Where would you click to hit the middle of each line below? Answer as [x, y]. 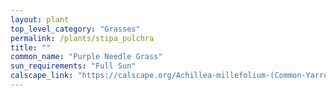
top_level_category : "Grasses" [75, 29]
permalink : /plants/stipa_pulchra [82, 38]
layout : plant [40, 19]
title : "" [31, 47]
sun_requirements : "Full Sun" [73, 66]
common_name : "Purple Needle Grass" [86, 57]
